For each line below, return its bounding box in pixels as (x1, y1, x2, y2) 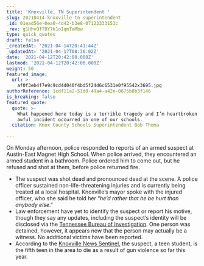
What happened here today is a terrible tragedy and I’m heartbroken (17, 111, 198, 117)
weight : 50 (6, 65, 34, 72)
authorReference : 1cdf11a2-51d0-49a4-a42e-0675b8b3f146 (6, 88, 151, 94)
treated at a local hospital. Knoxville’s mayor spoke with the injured (15, 188, 183, 195)
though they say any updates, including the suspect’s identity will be (15, 214, 187, 222)
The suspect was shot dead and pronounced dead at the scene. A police (15, 175, 198, 183)
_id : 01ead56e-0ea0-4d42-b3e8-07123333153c (6, 20, 119, 26)
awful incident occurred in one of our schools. (17, 116, 143, 122)
